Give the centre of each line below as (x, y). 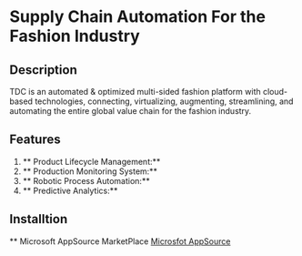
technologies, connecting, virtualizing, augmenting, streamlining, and (164, 101)
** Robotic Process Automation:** (86, 180)
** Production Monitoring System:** (90, 171)
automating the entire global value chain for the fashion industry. (131, 111)
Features (35, 140)
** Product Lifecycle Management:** (91, 161)
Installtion (39, 219)
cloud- (275, 92)
